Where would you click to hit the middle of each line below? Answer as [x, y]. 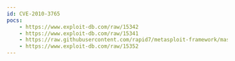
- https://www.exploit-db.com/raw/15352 [79, 46]
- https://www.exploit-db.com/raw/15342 [79, 27]
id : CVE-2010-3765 [33, 14]
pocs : [14, 20]
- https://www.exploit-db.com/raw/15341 [79, 33]
